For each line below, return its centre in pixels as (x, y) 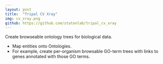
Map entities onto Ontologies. (42, 46)
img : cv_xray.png (23, 18)
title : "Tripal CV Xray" (31, 14)
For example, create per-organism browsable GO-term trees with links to (85, 51)
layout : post (18, 9)
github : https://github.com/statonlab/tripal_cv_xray (61, 23)
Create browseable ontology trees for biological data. (59, 37)
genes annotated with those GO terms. (51, 57)
